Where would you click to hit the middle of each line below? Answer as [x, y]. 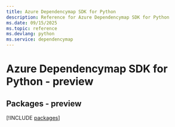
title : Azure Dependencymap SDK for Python [61, 12]
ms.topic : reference [32, 28]
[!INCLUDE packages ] [33, 118]
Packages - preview [44, 103]
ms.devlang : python [30, 34]
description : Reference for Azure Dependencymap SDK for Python [88, 17]
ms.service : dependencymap [40, 39]
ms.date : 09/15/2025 [32, 23]
